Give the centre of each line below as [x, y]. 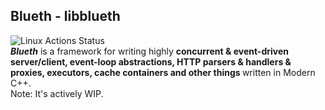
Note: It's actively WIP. [57, 93]
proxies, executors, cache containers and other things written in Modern [163, 72]
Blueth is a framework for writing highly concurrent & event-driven [149, 51]
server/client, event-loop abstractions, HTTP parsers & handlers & [151, 61]
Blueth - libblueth [65, 16]
